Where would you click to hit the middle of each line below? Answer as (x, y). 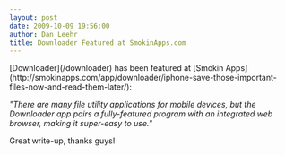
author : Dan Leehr (43, 34)
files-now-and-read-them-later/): (71, 87)
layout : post (34, 17)
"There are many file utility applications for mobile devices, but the (133, 105)
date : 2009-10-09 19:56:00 (60, 26)
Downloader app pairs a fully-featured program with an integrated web (141, 114)
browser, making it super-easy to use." (81, 124)
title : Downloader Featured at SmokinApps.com (98, 43)
